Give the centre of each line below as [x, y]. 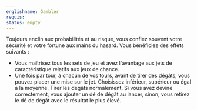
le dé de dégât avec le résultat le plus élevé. [68, 101]
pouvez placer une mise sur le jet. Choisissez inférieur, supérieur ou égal [103, 82]
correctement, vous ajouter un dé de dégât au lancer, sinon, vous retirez [102, 94]
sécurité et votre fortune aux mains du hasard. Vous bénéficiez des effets [95, 45]
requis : [16, 17]
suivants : [18, 52]
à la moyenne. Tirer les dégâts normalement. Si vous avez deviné [94, 88]
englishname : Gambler [33, 11]
